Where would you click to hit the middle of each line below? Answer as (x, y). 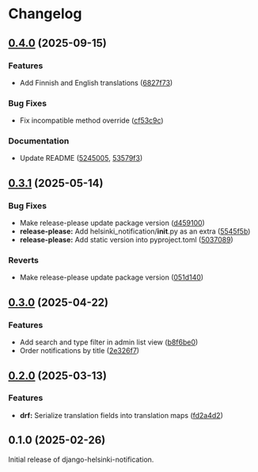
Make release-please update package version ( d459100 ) (112, 223)
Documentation (39, 141)
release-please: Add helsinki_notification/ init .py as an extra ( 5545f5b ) (135, 231)
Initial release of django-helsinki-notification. (81, 459)
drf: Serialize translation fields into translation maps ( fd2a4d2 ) (121, 415)
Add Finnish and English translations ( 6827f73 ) (96, 82)
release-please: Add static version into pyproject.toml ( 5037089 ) (126, 240)
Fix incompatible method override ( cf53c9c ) (91, 120)
